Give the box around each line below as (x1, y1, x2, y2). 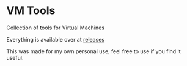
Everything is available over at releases (6, 35, 105, 43)
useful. (6, 54, 24, 61)
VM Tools (6, 4, 56, 18)
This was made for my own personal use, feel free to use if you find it (6, 47, 182, 55)
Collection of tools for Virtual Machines (6, 24, 105, 31)
